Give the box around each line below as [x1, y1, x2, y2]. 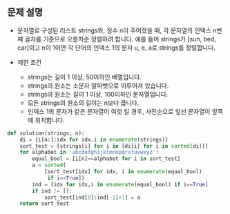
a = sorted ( [32, 162, 67, 169]
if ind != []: [32, 187, 73, 195]
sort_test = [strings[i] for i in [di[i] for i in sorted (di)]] [19, 142, 209, 150]
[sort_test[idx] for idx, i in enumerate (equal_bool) [44, 168, 202, 175]
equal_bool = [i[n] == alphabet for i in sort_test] [32, 155, 181, 162]
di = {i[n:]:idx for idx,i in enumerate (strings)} [19, 136, 169, 143]
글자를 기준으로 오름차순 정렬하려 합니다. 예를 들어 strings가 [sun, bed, [24, 35, 216, 43]
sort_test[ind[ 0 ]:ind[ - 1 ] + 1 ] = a [44, 194, 140, 201]
